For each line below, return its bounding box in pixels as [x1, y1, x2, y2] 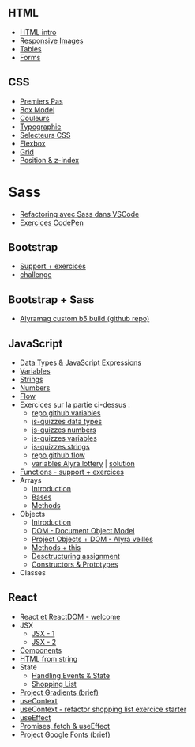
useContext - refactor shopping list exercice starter [19, 704, 187, 714]
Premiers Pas [19, 97, 63, 106]
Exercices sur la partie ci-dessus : [19, 400, 130, 409]
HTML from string [19, 654, 78, 663]
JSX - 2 [31, 637, 57, 647]
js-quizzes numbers [31, 425, 97, 434]
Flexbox [19, 138, 46, 148]
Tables [19, 44, 42, 54]
